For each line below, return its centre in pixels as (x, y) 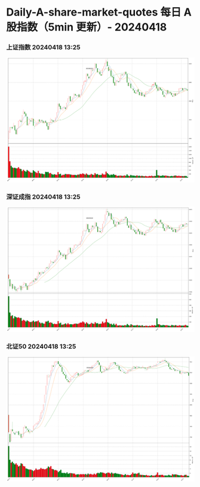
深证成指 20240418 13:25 (43, 196)
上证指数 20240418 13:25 (43, 47)
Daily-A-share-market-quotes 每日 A (99, 12)
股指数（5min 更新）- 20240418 (87, 27)
